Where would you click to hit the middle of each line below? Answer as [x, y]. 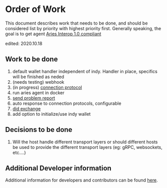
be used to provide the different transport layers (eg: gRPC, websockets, [87, 147]
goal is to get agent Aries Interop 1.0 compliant [53, 34]
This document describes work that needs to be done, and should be [76, 23]
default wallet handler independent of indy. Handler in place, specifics [85, 71]
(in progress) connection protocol [47, 87]
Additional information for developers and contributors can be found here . [81, 180]
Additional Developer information [58, 168]
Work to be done [32, 59]
